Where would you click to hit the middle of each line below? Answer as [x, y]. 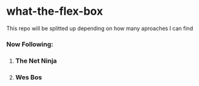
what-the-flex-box [54, 11]
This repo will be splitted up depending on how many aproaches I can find [100, 28]
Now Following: [30, 44]
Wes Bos [28, 77]
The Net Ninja [36, 61]
